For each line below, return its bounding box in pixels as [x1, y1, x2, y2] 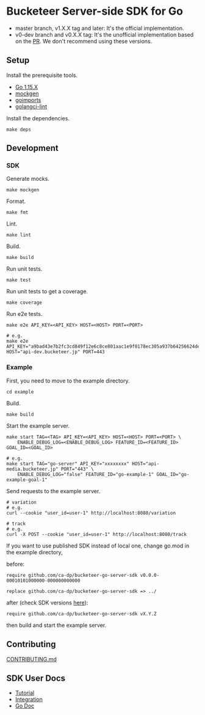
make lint [6, 232, 32, 238]
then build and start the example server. [6, 621, 107, 629]
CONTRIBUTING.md [6, 655, 57, 662]
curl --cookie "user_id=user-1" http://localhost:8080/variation [6, 510, 176, 516]
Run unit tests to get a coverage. [6, 288, 88, 295]
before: [6, 560, 25, 568]
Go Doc [15, 702, 35, 710]
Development [6, 143, 59, 153]
